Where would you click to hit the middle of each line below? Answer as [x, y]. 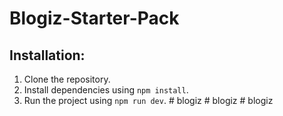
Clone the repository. [67, 79]
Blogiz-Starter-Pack [94, 18]
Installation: [47, 55]
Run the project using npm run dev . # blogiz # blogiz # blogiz [148, 100]
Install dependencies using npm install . [106, 90]
